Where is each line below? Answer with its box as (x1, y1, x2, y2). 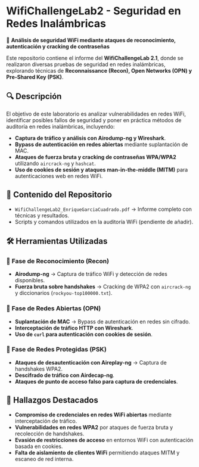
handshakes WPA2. (14, 365, 63, 372)
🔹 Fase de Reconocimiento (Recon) (6, 257, 109, 265)
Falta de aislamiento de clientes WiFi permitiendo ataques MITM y (14, 449, 180, 456)
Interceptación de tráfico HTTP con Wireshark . (14, 324, 133, 331)
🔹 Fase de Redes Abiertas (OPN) (6, 304, 101, 313)
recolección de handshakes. (14, 430, 85, 437)
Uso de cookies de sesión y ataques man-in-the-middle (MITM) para (14, 166, 188, 173)
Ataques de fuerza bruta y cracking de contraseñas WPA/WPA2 (14, 153, 177, 160)
